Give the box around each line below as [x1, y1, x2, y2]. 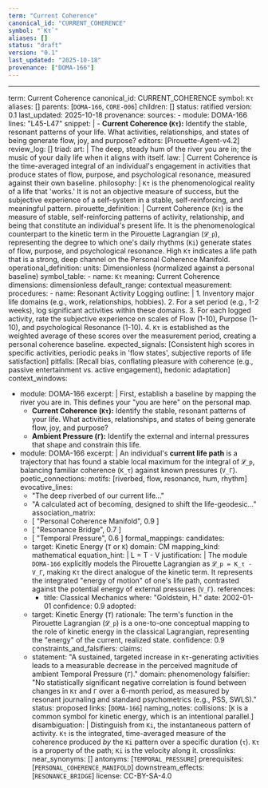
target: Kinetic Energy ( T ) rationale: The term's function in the [31, 609, 234, 619]
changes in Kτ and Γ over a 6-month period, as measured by [31, 686, 230, 695]
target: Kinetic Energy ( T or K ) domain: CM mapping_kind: [31, 541, 220, 551]
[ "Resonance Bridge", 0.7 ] [31, 524, 122, 534]
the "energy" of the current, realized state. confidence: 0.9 [31, 635, 225, 644]
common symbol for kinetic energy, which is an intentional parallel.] [31, 711, 254, 721]
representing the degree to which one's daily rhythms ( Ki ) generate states [8, 237, 252, 247]
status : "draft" [8, 42, 62, 50]
